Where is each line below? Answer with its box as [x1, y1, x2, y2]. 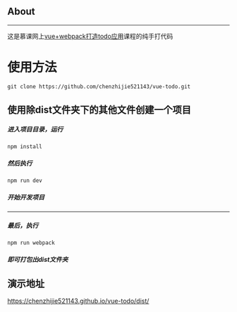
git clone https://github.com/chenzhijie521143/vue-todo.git [7, 83, 191, 90]
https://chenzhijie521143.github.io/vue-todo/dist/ [7, 296, 150, 306]
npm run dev [7, 177, 42, 184]
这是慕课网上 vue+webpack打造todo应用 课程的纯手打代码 [7, 32, 174, 40]
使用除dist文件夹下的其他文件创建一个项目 [7, 104, 192, 116]
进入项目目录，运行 [7, 125, 63, 133]
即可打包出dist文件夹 [7, 255, 68, 263]
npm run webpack [7, 239, 55, 246]
